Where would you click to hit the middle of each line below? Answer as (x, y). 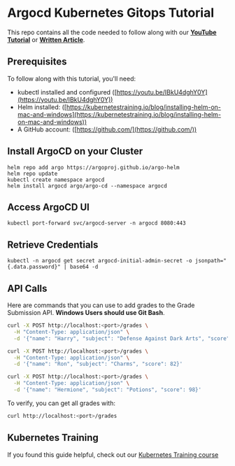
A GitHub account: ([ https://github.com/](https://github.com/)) (107, 129)
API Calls (27, 288)
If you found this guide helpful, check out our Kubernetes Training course (113, 454)
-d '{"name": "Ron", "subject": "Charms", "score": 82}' (98, 364)
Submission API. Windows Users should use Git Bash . (86, 312)
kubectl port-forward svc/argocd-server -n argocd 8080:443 (97, 223)
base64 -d (84, 267)
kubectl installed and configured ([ (67, 92)
